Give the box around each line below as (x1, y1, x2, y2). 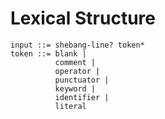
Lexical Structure (10, 7, 156, 30)
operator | (54, 66, 101, 76)
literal (54, 101, 87, 111)
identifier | (54, 92, 110, 102)
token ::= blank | (10, 48, 87, 59)
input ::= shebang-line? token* (10, 40, 145, 50)
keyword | (54, 83, 97, 94)
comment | (54, 57, 97, 67)
